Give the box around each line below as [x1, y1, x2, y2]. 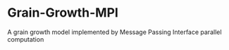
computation [7, 35, 44, 43]
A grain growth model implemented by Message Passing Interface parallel [7, 28, 222, 36]
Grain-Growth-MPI [7, 5, 118, 21]
